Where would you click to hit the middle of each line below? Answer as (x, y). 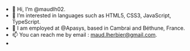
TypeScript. (26, 22)
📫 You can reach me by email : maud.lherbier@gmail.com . (85, 35)
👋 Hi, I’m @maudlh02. (39, 9)
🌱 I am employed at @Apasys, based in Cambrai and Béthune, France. (98, 28)
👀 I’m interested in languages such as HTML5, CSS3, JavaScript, (91, 15)
